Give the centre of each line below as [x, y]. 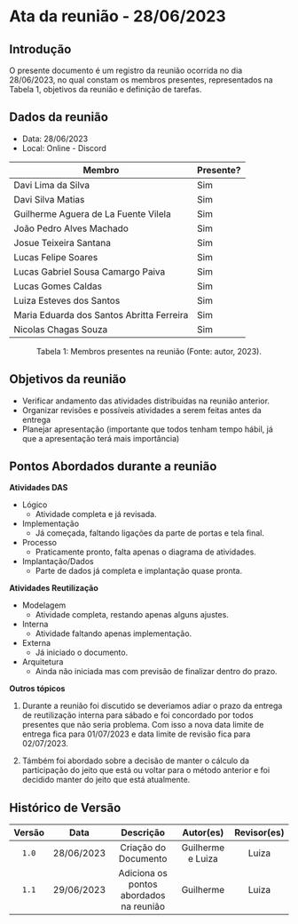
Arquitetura [43, 662]
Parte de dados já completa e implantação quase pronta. [138, 571]
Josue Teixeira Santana [62, 243]
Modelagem [44, 605]
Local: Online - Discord [64, 147]
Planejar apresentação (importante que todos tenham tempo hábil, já [147, 429]
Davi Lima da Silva [52, 185]
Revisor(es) [259, 832]
